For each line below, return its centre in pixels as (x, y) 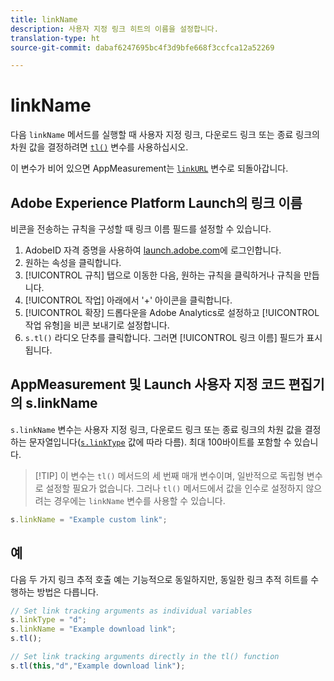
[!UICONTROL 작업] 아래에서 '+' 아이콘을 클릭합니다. (128, 300)
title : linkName (44, 19)
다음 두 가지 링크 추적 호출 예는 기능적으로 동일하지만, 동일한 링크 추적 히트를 (159, 579)
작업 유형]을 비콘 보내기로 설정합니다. (97, 325)
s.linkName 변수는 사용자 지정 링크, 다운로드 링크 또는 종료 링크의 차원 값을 (156, 429)
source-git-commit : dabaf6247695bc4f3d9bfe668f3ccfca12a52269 (142, 47)
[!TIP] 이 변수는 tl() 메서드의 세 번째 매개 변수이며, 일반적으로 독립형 (169, 475)
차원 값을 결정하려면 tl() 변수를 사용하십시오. (99, 147)
